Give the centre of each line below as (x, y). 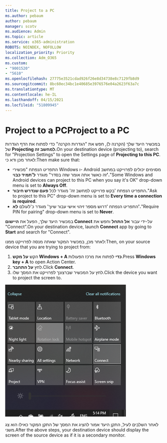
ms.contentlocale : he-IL (31, 95)
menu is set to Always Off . (40, 185)
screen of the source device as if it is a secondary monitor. (66, 435)
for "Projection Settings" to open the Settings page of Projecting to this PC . (83, 155)
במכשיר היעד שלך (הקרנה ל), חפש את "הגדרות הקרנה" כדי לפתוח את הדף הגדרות (83, 144)
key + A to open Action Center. (44, 262)
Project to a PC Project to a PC (67, 130)
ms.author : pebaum (24, 16)
